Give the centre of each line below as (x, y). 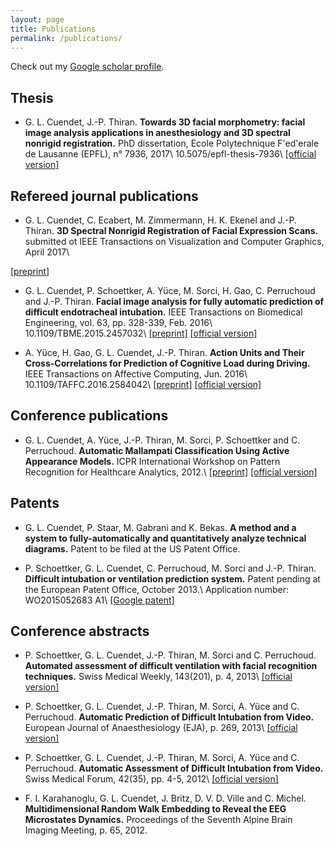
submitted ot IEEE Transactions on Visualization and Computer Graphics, (174, 241)
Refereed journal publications (104, 196)
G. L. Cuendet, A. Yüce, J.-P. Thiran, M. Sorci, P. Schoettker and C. (162, 440)
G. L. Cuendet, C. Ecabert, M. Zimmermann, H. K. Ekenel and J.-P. (160, 220)
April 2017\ (47, 252)
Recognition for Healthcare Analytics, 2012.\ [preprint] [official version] (171, 472)
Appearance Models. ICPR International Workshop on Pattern (152, 461)
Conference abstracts (80, 631)
